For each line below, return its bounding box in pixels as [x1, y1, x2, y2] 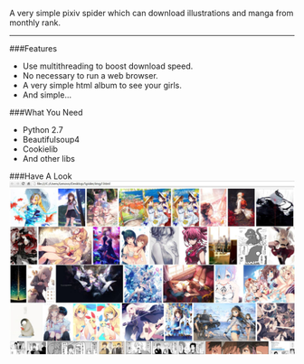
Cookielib [22, 144, 59, 154]
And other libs [22, 154, 75, 163]
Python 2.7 [22, 125, 63, 135]
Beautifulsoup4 [22, 135, 80, 145]
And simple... [22, 89, 72, 100]
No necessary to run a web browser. [22, 70, 158, 80]
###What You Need [9, 107, 83, 117]
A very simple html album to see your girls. [22, 80, 183, 90]
